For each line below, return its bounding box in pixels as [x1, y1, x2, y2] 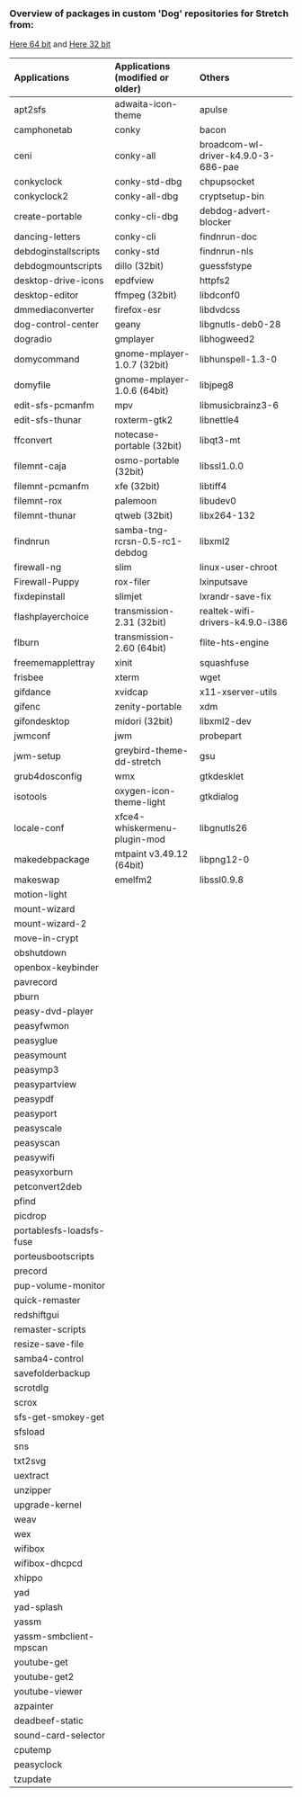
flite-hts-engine [199, 637, 270, 649]
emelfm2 [114, 873, 153, 886]
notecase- [114, 428, 160, 441]
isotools [13, 791, 48, 803]
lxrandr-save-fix [199, 590, 271, 603]
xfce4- [114, 810, 146, 823]
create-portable [13, 210, 83, 223]
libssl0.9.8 [199, 873, 244, 886]
